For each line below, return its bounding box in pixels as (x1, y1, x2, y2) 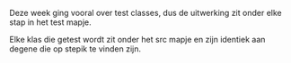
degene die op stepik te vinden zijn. (9, 43, 142, 54)
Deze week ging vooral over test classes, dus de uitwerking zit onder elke (9, 8, 282, 18)
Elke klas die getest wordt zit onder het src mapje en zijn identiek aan (9, 35, 266, 44)
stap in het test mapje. (9, 17, 92, 28)
